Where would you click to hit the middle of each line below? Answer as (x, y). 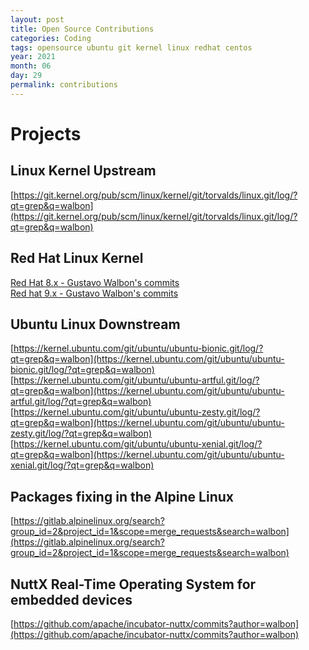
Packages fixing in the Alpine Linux (122, 496)
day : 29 (26, 76)
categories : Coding (51, 38)
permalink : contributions (64, 85)
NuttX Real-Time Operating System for (133, 584)
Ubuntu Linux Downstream (95, 324)
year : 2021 (33, 57)
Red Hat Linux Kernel (77, 258)
